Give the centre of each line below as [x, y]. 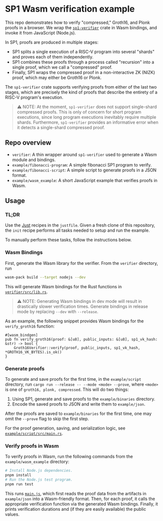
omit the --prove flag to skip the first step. [47, 419]
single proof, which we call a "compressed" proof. [62, 67]
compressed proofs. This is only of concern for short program [79, 112]
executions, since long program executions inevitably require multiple [87, 117]
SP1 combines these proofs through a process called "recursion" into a [83, 62]
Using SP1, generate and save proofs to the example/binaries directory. [84, 399]
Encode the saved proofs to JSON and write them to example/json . [79, 404]
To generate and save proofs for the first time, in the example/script [73, 379]
